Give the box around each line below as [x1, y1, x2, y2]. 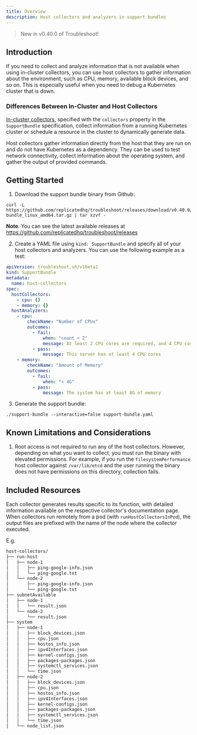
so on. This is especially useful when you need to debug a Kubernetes [6, 82, 176, 89]
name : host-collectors [11, 281, 67, 286]
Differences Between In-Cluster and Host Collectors [6, 102, 158, 110]
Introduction [6, 47, 53, 57]
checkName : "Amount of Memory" [27, 362, 104, 369]
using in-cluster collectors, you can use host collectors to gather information [6, 69, 191, 76]
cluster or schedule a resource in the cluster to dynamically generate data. [6, 128, 186, 135]
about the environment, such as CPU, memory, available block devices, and [6, 75, 189, 82]
